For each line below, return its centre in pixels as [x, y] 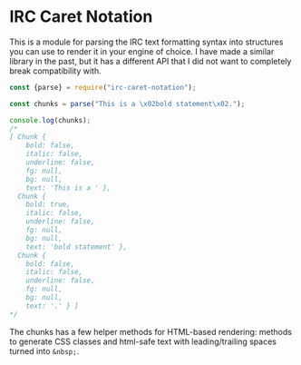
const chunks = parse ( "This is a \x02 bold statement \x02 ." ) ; [127, 104]
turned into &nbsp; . [44, 350]
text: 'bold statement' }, [77, 247]
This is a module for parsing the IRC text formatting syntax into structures [146, 42]
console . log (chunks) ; [50, 120]
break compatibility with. [55, 71]
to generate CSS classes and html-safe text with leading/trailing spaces [143, 341]
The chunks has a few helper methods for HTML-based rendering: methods [151, 331]
